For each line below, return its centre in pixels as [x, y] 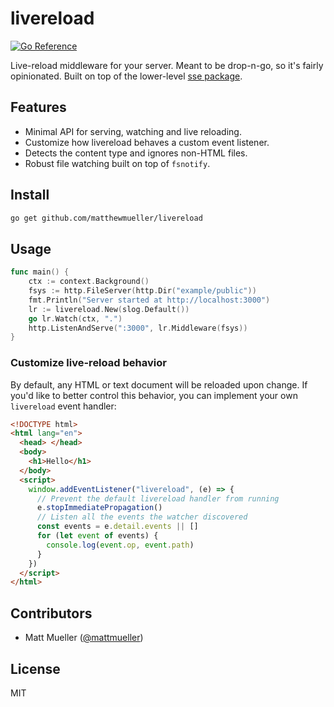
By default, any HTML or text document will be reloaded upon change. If [159, 384]
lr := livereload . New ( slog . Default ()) [109, 309]
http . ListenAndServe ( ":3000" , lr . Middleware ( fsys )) [138, 328]
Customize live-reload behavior [88, 363]
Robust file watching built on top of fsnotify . [117, 163]
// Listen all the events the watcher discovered [142, 517]
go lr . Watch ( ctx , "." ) [75, 318]
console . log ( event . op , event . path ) [120, 545]
